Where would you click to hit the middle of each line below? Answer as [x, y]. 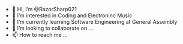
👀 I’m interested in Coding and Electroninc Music [72, 15]
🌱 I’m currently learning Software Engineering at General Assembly [94, 22]
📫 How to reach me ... [40, 35]
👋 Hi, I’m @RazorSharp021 [44, 9]
